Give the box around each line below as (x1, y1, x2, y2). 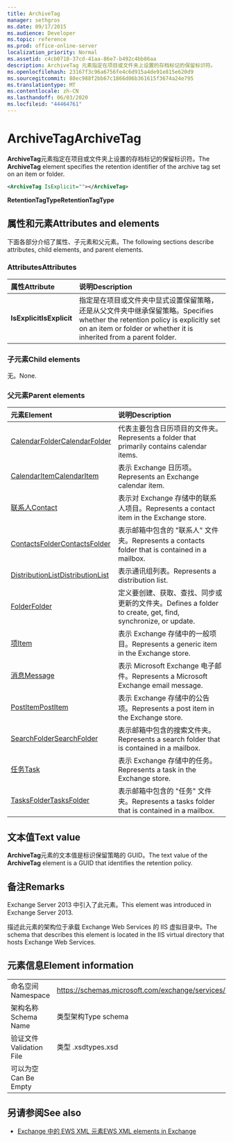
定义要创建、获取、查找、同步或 (117, 588, 223, 598)
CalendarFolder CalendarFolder (10, 436, 112, 446)
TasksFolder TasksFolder (10, 796, 90, 805)
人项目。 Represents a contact (117, 504, 216, 513)
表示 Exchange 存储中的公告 (117, 693, 210, 703)
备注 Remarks (7, 880, 65, 892)
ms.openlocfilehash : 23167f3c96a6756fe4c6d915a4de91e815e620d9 (7, 68, 194, 75)
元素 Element (10, 410, 53, 420)
